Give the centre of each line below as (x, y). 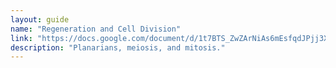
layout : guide (40, 19)
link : (21, 38)
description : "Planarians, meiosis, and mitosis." (118, 47)
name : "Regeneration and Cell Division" (96, 29)
